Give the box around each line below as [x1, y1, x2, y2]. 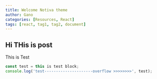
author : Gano [5, 12, 33, 17]
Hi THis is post [5, 40, 53, 49]
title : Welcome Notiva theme [5, 7, 68, 13]
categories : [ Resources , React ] [5, 17, 74, 22]
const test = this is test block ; [5, 64, 80, 69]
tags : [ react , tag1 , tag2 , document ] [5, 21, 86, 27]
